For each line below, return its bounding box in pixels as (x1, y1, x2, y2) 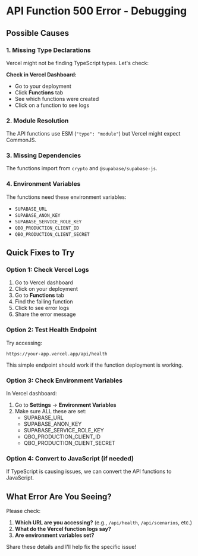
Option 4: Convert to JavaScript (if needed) (6, 454, 134, 462)
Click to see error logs (14, 305, 70, 312)
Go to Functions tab (14, 291, 64, 299)
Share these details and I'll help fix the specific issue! (6, 543, 137, 551)
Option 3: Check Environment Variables (6, 376, 123, 385)
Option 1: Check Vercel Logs (6, 266, 89, 274)
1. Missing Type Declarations (6, 46, 91, 54)
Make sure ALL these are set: (14, 408, 87, 415)
